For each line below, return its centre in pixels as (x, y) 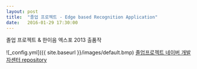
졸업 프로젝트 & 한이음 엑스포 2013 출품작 (54, 40)
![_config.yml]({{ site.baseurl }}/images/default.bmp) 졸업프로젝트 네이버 (93, 52)
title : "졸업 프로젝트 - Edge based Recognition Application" (82, 17)
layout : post (22, 11)
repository (34, 60)
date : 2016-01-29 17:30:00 (42, 22)
